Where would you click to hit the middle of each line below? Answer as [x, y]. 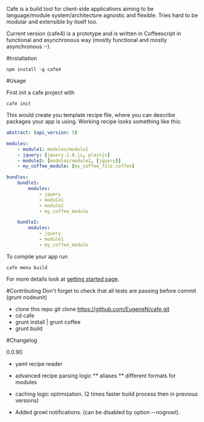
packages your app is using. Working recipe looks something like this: [94, 121]
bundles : [17, 177]
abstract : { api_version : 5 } [42, 133]
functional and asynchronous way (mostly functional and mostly [87, 40]
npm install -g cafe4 [34, 69]
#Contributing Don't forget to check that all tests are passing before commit [101, 290]
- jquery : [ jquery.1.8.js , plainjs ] [64, 155]
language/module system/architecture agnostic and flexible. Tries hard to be [102, 15]
